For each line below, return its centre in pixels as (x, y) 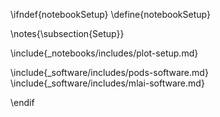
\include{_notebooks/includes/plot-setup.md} (104, 53)
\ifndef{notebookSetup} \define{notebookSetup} (110, 14)
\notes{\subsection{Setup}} (67, 33)
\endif (22, 102)
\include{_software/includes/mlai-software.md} (107, 83)
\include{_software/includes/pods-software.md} (109, 72)
